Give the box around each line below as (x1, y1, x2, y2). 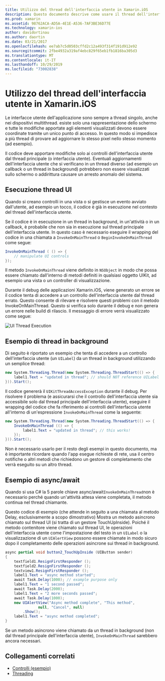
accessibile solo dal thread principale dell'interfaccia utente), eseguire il (5, 398, 151, 404)
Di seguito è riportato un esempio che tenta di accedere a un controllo (5, 350, 147, 356)
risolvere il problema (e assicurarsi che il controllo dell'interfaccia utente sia (5, 393, 158, 399)
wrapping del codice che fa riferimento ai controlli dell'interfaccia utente (5, 404, 151, 410)
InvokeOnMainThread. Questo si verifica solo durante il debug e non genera (5, 303, 159, 309)
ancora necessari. (5, 638, 42, 644)
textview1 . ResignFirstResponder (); (14, 568, 89, 573)
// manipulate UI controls (14, 254, 69, 259)
